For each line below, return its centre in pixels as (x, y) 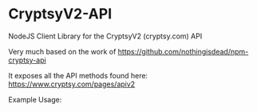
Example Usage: (35, 99)
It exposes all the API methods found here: (78, 75)
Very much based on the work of (62, 51)
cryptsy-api (27, 60)
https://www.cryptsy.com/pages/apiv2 (72, 84)
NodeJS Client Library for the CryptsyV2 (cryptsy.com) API (105, 36)
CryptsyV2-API (60, 14)
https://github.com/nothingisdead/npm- (183, 51)
